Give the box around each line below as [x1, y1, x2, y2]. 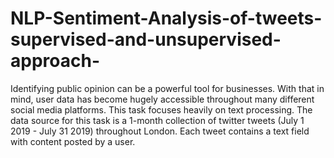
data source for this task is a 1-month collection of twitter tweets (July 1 [10, 114, 305, 126]
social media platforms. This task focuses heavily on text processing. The [10, 103, 313, 116]
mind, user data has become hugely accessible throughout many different [10, 93, 315, 105]
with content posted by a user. [10, 135, 136, 147]
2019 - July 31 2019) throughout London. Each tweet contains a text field [10, 125, 310, 137]
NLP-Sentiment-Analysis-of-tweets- [10, 7, 323, 30]
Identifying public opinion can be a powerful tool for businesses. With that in [10, 82, 325, 94]
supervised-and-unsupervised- [10, 28, 282, 51]
